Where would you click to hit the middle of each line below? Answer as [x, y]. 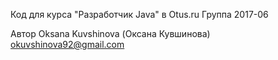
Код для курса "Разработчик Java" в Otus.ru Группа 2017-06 [139, 14]
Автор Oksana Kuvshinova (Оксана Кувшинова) [110, 33]
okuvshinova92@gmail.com [67, 44]
